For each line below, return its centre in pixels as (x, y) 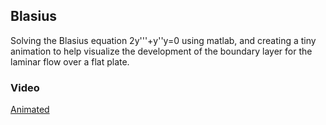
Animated (30, 110)
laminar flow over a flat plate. (70, 61)
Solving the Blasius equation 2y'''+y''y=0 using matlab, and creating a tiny (163, 40)
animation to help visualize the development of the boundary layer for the (161, 51)
